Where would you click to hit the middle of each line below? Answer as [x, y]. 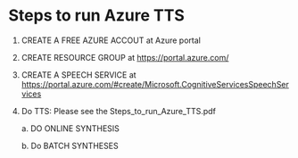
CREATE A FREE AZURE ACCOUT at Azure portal [111, 40]
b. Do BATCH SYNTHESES [70, 146]
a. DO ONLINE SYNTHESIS [70, 128]
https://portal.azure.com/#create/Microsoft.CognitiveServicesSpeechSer [155, 84]
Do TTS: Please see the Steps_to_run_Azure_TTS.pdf [118, 111]
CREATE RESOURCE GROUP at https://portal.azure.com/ [125, 57]
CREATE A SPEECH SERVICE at [79, 75]
